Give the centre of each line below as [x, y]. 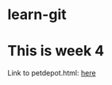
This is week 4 [56, 51]
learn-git [37, 15]
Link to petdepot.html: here [52, 73]
